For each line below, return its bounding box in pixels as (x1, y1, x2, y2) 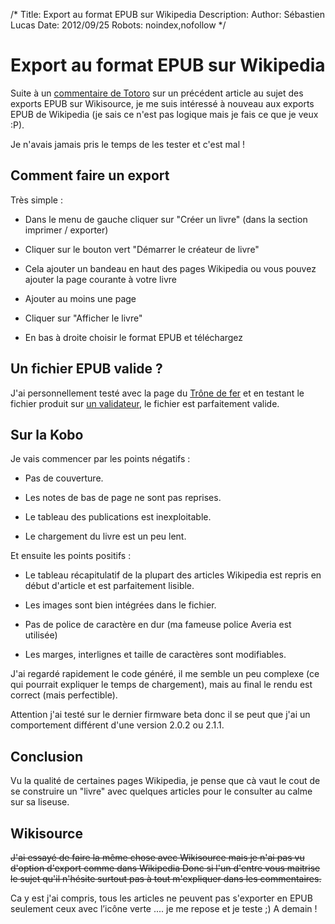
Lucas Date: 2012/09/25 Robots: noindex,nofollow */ (10, 19, 227, 31)
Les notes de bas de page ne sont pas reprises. (24, 492, 222, 504)
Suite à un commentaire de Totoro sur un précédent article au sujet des (10, 87, 304, 99)
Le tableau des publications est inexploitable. (24, 511, 212, 523)
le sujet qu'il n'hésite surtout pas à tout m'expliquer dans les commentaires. (10, 873, 322, 884)
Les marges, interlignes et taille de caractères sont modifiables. (24, 649, 287, 661)
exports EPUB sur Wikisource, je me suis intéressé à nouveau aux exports (10, 97, 315, 109)
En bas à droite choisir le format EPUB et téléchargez (24, 331, 244, 343)
